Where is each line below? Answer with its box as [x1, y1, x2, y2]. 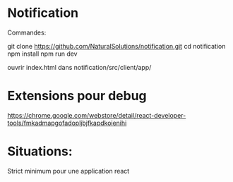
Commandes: [7, 28, 47, 37]
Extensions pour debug [7, 88, 147, 104]
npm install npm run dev [7, 49, 78, 58]
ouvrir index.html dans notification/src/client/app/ [7, 63, 152, 71]
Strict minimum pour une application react [7, 166, 130, 175]
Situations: [7, 143, 73, 159]
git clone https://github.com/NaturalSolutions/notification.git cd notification [7, 42, 226, 50]
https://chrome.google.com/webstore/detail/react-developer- [7, 111, 186, 119]
